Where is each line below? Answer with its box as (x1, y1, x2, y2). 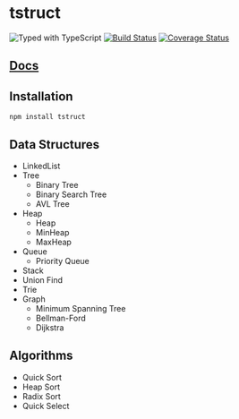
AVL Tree (35, 198, 70, 209)
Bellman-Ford (35, 312, 87, 323)
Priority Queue (35, 255, 90, 266)
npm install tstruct (9, 113, 87, 122)
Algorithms (9, 348, 73, 363)
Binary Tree (35, 179, 79, 190)
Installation (9, 89, 73, 104)
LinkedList (21, 160, 61, 171)
